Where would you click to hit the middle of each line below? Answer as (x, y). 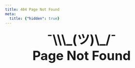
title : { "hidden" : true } (34, 18)
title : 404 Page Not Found (32, 9)
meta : (10, 14)
